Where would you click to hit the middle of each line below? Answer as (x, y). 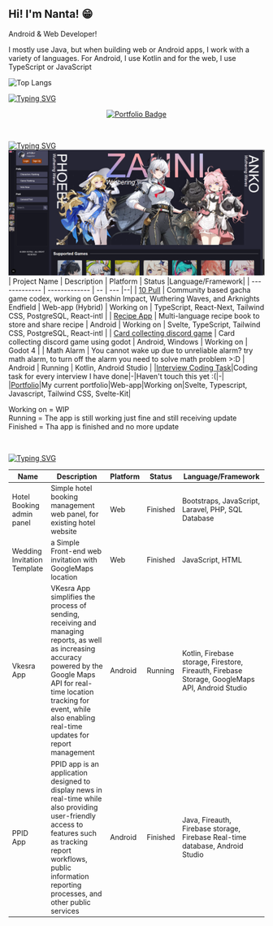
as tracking (69, 841)
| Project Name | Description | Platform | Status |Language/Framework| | (129, 281)
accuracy (67, 658)
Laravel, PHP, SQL (212, 510)
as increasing (73, 649)
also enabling (73, 718)
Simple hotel (71, 488)
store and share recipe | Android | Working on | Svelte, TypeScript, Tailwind (134, 324)
